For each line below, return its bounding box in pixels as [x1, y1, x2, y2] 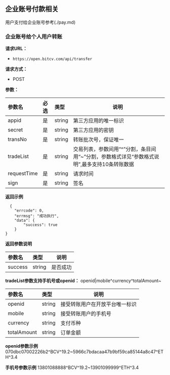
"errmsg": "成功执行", [14, 214, 59, 219]
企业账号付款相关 [5, 5, 59, 14]
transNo [8, 136, 27, 143]
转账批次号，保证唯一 [73, 136, 124, 143]
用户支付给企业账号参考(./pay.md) [5, 19, 76, 25]
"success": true [23, 222, 58, 227]
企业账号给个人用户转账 [5, 33, 62, 40]
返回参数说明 [5, 241, 32, 247]
